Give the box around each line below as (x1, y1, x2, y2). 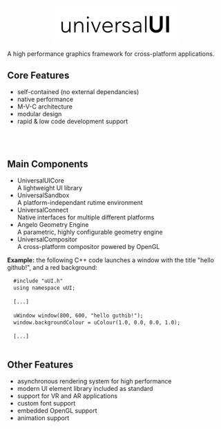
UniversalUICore (17, 176, 64, 185)
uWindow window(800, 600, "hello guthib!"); (13, 312, 144, 320)
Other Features (7, 358, 74, 370)
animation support (17, 414, 70, 422)
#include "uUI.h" (13, 277, 64, 285)
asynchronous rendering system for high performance (17, 376, 172, 385)
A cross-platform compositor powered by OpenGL (17, 243, 160, 251)
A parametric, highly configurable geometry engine (17, 228, 164, 237)
